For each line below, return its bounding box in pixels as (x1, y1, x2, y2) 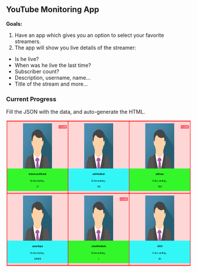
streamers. (14, 38, 41, 45)
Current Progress (6, 95, 57, 103)
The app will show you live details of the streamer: (14, 44, 137, 51)
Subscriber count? (14, 67, 60, 75)
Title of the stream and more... (14, 80, 88, 87)
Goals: (6, 20, 22, 27)
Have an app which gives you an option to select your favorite (14, 32, 164, 39)
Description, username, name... (14, 74, 91, 81)
